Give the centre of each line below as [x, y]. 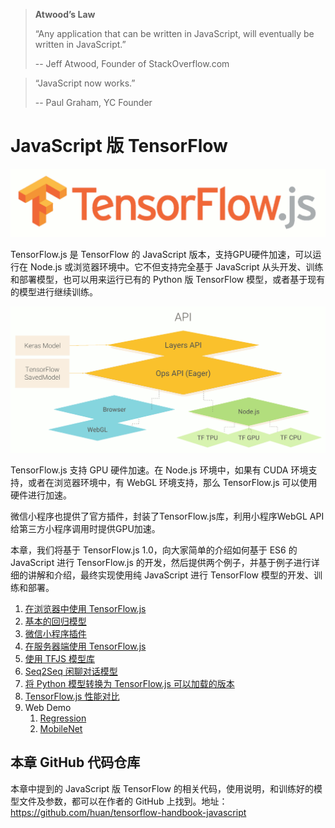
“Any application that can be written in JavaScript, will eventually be [174, 33]
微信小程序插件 [55, 633]
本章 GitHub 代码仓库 [75, 762]
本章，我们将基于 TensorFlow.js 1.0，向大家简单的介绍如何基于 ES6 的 [154, 550]
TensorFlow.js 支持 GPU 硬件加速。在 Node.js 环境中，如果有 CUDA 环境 [159, 470]
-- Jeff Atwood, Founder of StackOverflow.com [132, 63]
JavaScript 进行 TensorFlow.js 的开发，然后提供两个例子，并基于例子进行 [161, 562]
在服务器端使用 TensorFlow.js [85, 646]
